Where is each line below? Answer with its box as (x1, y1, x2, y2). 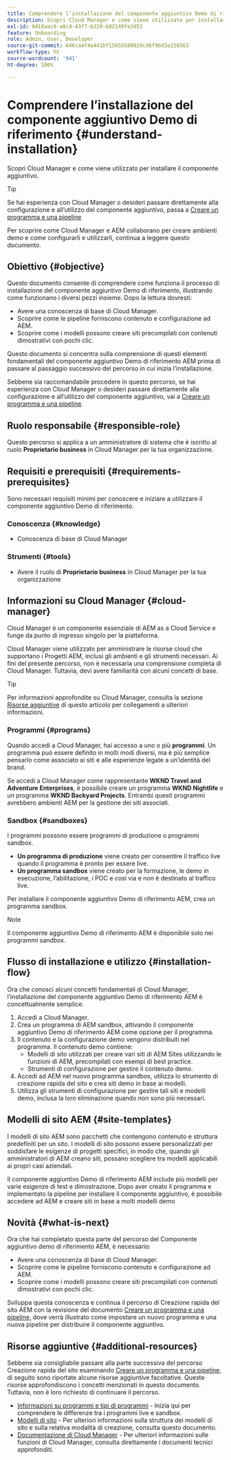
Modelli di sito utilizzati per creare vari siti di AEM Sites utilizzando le (27, 1049, 222, 1058)
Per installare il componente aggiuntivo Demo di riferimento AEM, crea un (7, 895, 215, 902)
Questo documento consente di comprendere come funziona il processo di (7, 279, 220, 287)
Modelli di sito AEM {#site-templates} (7, 1114, 172, 1125)
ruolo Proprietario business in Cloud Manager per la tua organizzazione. (7, 446, 214, 454)
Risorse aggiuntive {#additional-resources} (7, 1340, 198, 1352)
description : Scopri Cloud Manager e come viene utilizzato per (7, 17, 195, 23)
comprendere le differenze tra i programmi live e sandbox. (16, 1409, 182, 1417)
